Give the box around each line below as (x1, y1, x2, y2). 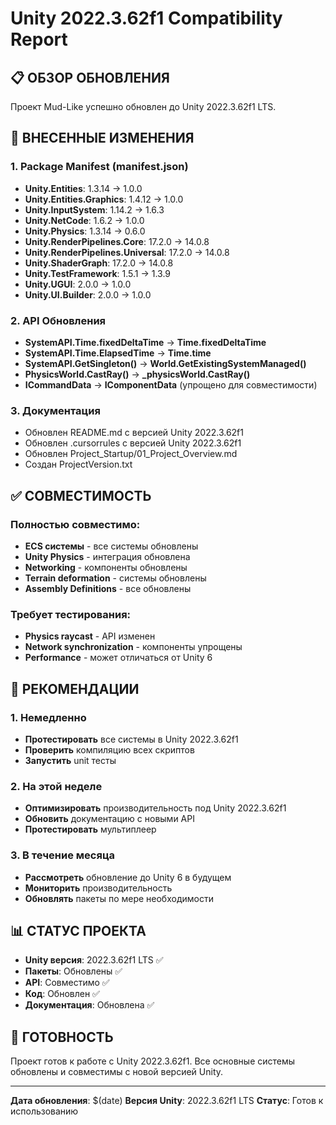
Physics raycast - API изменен (24, 630, 156, 642)
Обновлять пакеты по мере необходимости (24, 892, 214, 904)
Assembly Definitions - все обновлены (24, 582, 192, 594)
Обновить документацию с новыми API (24, 813, 195, 825)
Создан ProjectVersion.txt (24, 458, 133, 471)
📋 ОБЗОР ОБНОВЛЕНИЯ (10, 69, 170, 86)
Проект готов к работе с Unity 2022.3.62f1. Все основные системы (10, 1055, 296, 1067)
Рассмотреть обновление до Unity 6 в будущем (24, 871, 232, 883)
